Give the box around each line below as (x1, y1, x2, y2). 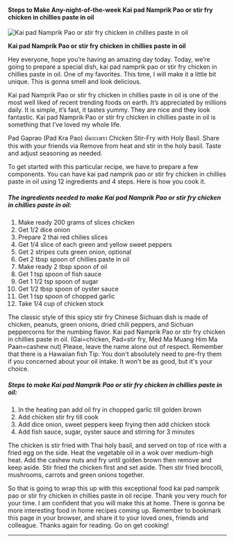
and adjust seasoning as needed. (8, 149, 103, 158)
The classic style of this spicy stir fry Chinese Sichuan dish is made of (8, 313, 208, 321)
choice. (8, 365, 30, 373)
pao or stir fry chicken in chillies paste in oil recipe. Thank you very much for (8, 492, 227, 500)
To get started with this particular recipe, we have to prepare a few (8, 163, 199, 171)
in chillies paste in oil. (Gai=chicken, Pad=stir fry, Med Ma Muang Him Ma (8, 335, 218, 343)
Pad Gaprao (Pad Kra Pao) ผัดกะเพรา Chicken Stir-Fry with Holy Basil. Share (8, 134, 219, 143)
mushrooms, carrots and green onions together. (8, 471, 145, 479)
